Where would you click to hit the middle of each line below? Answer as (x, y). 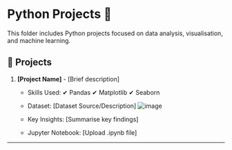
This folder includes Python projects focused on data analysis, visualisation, (115, 33)
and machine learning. (39, 40)
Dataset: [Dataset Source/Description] (82, 106)
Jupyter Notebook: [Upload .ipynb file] (82, 132)
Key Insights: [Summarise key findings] (83, 119)
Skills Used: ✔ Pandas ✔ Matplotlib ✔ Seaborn (94, 92)
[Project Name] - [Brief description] (68, 79)
